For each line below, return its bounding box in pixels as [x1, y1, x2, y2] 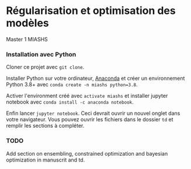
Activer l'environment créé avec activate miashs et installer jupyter [6, 92, 168, 100]
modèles [6, 16, 50, 30]
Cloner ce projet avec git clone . [6, 64, 85, 71]
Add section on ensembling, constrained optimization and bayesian [6, 150, 168, 157]
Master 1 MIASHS [6, 36, 48, 43]
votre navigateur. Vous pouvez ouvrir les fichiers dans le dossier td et [6, 116, 173, 123]
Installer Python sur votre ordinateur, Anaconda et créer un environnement [6, 75, 185, 82]
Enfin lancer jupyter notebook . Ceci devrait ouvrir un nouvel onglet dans [6, 110, 180, 117]
